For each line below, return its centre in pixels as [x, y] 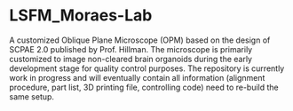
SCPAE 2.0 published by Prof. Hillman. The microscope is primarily [131, 49]
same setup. [32, 96]
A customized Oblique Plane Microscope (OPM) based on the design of [140, 40]
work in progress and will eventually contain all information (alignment [137, 77]
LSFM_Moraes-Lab [81, 16]
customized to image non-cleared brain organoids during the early [131, 59]
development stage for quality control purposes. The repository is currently [147, 68]
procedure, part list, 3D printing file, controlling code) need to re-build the [144, 87]
